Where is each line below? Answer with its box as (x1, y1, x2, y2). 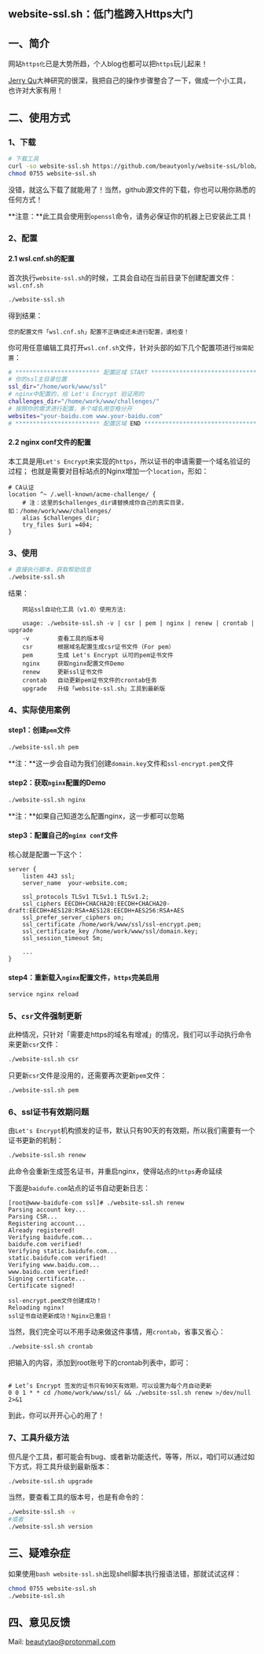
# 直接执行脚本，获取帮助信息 (8, 566, 92, 574)
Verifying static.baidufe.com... (8, 1247, 118, 1256)
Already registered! (8, 1227, 76, 1234)
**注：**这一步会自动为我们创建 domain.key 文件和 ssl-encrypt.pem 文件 (8, 758, 234, 768)
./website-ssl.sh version (8, 1523, 93, 1531)
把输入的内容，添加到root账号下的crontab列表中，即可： (8, 1358, 191, 1367)
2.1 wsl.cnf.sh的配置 (8, 254, 75, 264)
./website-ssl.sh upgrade (8, 1477, 93, 1486)
